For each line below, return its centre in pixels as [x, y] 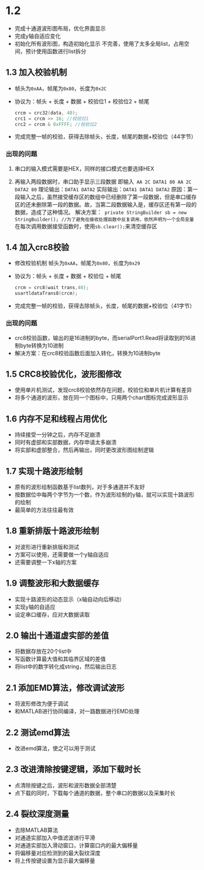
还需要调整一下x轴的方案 [46, 562]
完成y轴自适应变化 [38, 36]
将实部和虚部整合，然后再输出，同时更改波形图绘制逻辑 [84, 450]
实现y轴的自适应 [35, 606]
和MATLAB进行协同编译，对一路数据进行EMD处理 [77, 711]
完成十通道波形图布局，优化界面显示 [60, 28]
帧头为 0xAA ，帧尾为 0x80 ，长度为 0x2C [60, 88]
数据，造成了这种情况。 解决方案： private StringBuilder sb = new [100, 212]
